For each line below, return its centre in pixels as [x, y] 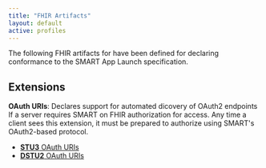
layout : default [35, 23]
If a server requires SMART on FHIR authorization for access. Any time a [127, 115]
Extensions [37, 87]
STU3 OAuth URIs [49, 147]
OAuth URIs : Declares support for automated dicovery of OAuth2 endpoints [133, 106]
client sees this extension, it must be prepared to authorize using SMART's [131, 123]
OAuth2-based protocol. [48, 132]
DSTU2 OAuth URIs [52, 156]
